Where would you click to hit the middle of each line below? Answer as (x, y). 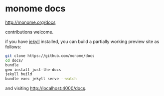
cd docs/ (14, 60)
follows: (13, 47)
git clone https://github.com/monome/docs (50, 56)
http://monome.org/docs (30, 22)
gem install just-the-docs (33, 70)
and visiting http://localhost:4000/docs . (46, 88)
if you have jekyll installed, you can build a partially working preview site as (82, 41)
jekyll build (19, 74)
